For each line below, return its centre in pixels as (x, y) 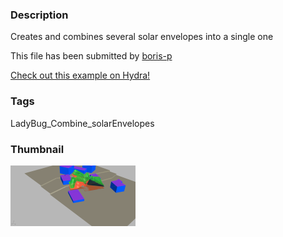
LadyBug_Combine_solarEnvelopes (82, 123)
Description (39, 15)
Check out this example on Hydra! (80, 75)
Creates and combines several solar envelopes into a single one (142, 37)
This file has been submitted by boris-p (91, 56)
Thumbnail (37, 149)
